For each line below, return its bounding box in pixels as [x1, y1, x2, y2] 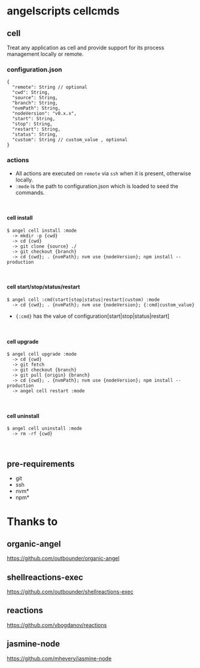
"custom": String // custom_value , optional [12, 137, 128, 143]
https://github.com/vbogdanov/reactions [7, 621, 107, 628]
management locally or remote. [7, 50, 84, 58]
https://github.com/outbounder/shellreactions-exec [7, 588, 134, 595]
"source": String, [12, 95, 59, 101]
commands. [15, 189, 45, 196]
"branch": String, [12, 100, 59, 106]
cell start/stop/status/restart [7, 284, 80, 291]
